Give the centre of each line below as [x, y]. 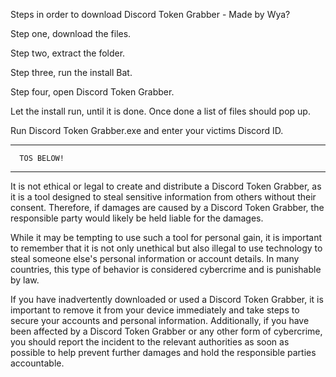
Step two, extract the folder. [68, 53]
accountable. [37, 363]
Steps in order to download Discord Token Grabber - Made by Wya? [150, 14]
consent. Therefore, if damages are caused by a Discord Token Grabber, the [167, 207]
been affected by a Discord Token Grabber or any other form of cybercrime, [166, 331]
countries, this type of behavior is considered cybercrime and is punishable [166, 269]
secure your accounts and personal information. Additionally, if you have [160, 320]
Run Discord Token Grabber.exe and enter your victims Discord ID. [147, 130]
